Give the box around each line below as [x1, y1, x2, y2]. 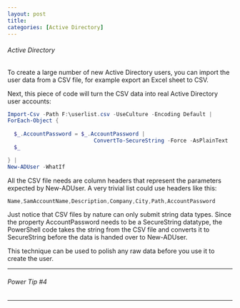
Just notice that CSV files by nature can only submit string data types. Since [7, 210, 232, 219]
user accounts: [7, 97, 51, 106]
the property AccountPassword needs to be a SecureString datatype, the [7, 218, 223, 227]
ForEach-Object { [7, 117, 59, 125]
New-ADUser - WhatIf [7, 163, 66, 170]
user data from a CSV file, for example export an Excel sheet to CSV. [7, 76, 209, 84]
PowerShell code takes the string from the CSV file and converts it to [7, 225, 210, 234]
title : [7, 17, 27, 24]
